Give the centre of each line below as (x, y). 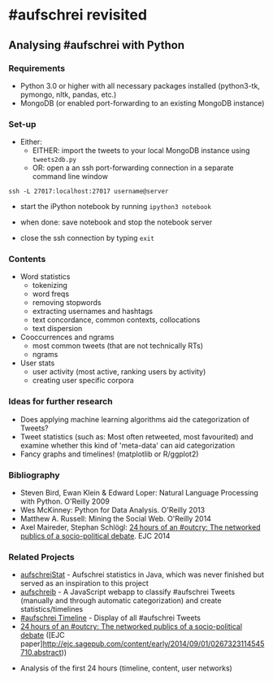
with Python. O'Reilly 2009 (65, 501)
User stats (37, 363)
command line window (70, 177)
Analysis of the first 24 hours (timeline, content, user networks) (126, 668)
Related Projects (41, 557)
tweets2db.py (54, 160)
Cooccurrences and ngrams (67, 337)
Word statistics (45, 277)
